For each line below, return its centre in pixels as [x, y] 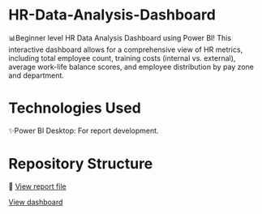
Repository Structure [81, 164]
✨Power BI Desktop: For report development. [84, 131]
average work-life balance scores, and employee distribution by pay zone [131, 66]
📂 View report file [37, 186]
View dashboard [36, 202]
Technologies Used [75, 108]
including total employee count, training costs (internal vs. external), [122, 58]
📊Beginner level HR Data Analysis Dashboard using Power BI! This [120, 37]
